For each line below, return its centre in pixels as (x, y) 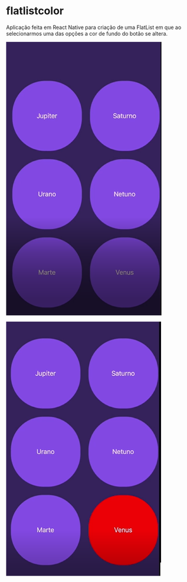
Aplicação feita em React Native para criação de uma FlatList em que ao (94, 27)
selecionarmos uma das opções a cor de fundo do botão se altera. (87, 33)
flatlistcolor (35, 11)
